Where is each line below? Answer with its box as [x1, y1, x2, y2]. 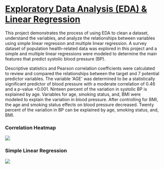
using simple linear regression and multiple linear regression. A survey [5, 40, 147, 46]
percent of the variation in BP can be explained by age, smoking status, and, [5, 106, 159, 113]
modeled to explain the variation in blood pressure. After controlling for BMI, [5, 96, 158, 102]
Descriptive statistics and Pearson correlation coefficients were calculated [5, 65, 155, 71]
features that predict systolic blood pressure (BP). [5, 56, 106, 62]
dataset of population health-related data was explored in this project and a [5, 45, 157, 51]
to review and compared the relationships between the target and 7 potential [5, 70, 160, 76]
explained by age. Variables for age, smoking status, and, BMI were [5, 91, 141, 97]
